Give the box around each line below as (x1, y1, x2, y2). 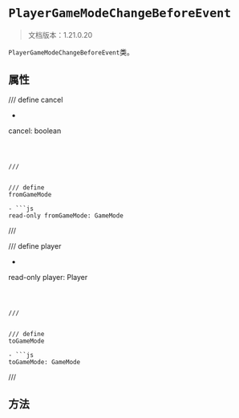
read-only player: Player (8, 272, 88, 282)
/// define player (8, 241, 62, 250)
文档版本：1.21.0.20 (27, 30, 93, 39)
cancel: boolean (8, 126, 62, 136)
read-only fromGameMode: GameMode (8, 211, 124, 220)
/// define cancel (8, 95, 63, 104)
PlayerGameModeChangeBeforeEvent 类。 (8, 47, 134, 57)
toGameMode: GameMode (8, 358, 81, 366)
